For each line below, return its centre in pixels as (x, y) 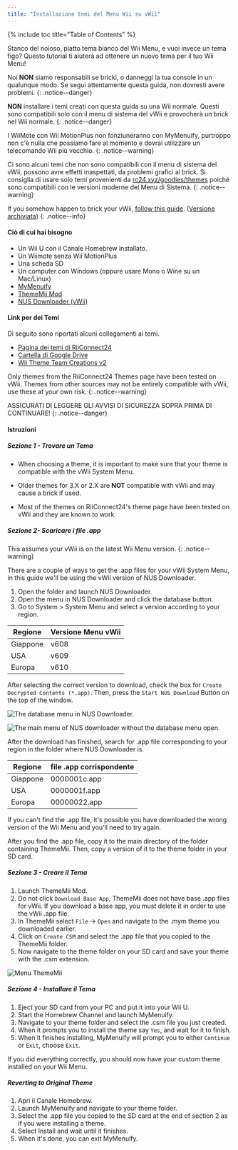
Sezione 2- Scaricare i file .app (54, 531)
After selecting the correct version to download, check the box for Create (115, 685)
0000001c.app (76, 779)
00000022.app (76, 802)
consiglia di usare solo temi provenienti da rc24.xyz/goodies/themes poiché (119, 179)
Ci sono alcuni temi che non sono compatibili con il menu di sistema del (112, 164)
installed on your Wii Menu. (47, 1066)
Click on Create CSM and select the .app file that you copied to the (114, 936)
